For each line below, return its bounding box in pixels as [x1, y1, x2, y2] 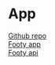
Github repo [8, 31, 47, 40]
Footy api [8, 48, 38, 57]
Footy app [8, 39, 42, 48]
